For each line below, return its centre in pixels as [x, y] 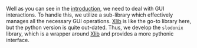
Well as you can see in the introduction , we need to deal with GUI [85, 9]
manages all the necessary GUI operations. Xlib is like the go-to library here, [99, 21]
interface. [18, 40]
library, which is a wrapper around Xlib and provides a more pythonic [90, 34]
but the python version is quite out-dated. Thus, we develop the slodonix [95, 27]
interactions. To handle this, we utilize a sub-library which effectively [90, 15]
